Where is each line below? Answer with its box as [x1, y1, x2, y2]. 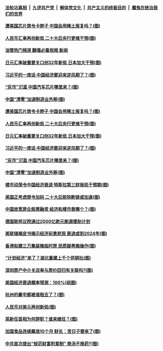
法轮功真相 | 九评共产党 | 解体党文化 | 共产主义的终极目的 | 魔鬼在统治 [5, 4, 154, 10]
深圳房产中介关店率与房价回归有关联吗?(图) [5, 267, 93, 273]
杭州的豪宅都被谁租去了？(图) [5, 292, 65, 298]
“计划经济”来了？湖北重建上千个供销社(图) [5, 255, 91, 261]
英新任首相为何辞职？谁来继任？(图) [5, 316, 78, 322]
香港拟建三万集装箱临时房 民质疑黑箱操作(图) [5, 242, 96, 249]
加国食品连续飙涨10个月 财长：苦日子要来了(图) [5, 328, 101, 334]
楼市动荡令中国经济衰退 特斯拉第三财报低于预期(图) [5, 182, 109, 188]
